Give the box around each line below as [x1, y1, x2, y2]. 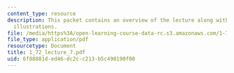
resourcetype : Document [7, 42, 77, 49]
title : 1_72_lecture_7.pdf [7, 49, 86, 56]
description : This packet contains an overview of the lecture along [7, 17, 214, 24]
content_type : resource [7, 10, 77, 17]
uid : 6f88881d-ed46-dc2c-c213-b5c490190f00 [7, 56, 136, 63]
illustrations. [13, 23, 58, 30]
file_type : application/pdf [7, 36, 89, 43]
